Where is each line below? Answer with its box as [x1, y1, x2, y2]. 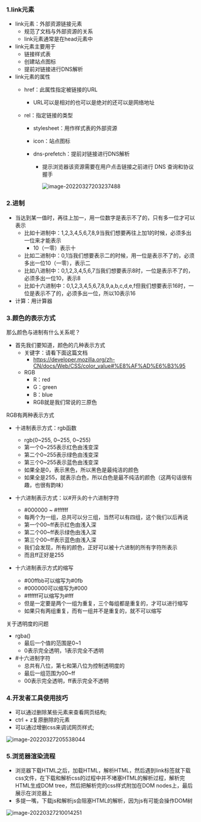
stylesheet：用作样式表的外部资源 [33, 125, 118, 132]
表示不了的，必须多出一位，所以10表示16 [34, 289, 136, 297]
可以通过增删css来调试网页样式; [14, 724, 95, 731]
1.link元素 [6, 5, 34, 13]
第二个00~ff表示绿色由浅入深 [24, 528, 97, 536]
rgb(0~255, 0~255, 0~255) [24, 436, 91, 443]
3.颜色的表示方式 [6, 313, 56, 322]
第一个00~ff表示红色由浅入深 [24, 521, 97, 528]
